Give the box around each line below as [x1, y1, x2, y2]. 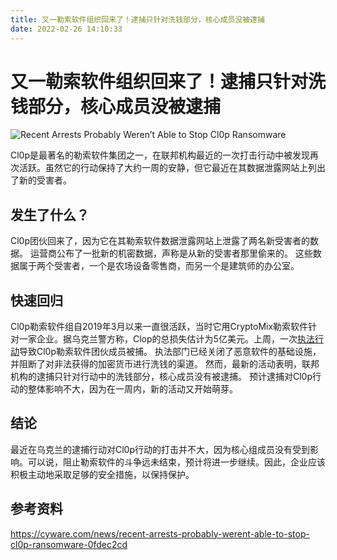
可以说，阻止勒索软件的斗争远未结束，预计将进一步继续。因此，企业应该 [27, 456, 326, 468]
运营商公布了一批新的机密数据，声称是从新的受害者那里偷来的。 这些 [29, 247, 313, 260]
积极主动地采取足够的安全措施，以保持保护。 [10, 468, 195, 480]
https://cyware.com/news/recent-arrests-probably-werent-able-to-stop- [10, 527, 310, 540]
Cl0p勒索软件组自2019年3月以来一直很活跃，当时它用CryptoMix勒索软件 [10, 321, 309, 333]
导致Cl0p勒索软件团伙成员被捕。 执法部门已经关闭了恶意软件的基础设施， [19, 346, 322, 358]
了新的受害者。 [10, 174, 72, 186]
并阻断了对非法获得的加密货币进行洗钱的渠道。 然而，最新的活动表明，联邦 [10, 358, 320, 370]
